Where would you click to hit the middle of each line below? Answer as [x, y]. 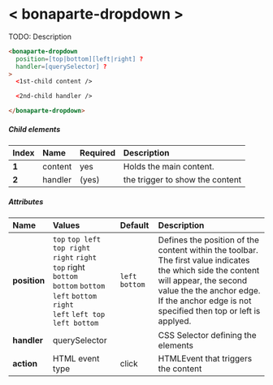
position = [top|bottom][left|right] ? [80, 59]
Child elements [35, 129]
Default [134, 225]
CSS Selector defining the [208, 335]
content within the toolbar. [208, 250]
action [25, 364]
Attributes [26, 201]
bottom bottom [79, 286]
